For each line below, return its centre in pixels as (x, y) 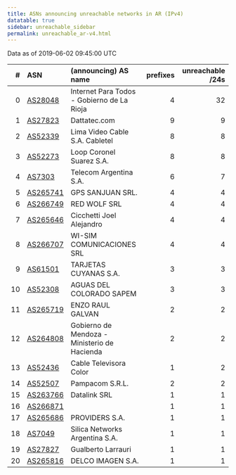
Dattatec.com (93, 120)
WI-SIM (84, 236)
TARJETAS (88, 265)
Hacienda (86, 352)
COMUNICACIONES (103, 245)
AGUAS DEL (91, 285)
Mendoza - (90, 334)
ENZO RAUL (91, 305)
